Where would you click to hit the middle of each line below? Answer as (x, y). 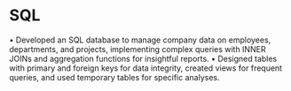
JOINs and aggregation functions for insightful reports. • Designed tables (143, 58)
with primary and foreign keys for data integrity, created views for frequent (145, 68)
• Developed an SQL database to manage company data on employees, (140, 40)
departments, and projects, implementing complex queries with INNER (138, 49)
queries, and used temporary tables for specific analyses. (114, 77)
